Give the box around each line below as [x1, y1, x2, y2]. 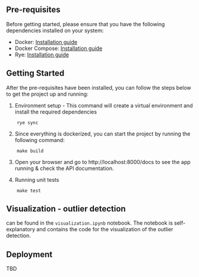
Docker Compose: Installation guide [14, 45, 103, 52]
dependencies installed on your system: [6, 27, 104, 34]
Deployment [6, 249, 53, 259]
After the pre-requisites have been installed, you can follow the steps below [6, 84, 191, 91]
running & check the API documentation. [14, 165, 114, 172]
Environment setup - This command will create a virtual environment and [14, 102, 193, 109]
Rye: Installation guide [14, 51, 70, 58]
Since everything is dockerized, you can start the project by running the [14, 130, 191, 137]
